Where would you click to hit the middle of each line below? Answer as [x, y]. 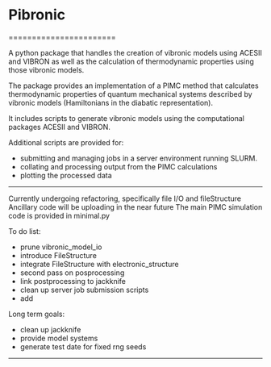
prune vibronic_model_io [61, 247]
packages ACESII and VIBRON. [59, 127]
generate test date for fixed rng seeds [83, 346]
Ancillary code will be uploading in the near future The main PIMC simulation [135, 206]
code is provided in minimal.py [59, 215]
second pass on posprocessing [72, 273]
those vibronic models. [46, 69]
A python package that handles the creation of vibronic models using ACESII [135, 52]
